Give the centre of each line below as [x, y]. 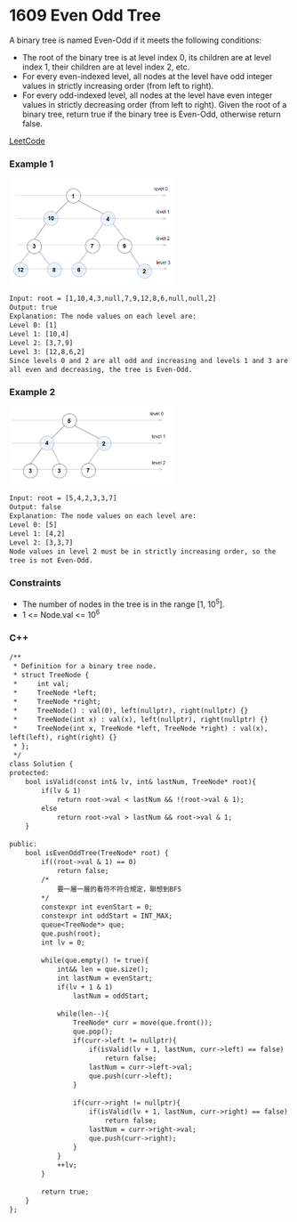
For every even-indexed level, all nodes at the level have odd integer [147, 76]
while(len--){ [83, 1014]
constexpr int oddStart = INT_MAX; [107, 916]
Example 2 [32, 392]
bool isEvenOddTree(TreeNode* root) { [97, 854]
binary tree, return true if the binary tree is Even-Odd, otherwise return [152, 114]
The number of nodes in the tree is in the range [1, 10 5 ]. [123, 603]
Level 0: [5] [33, 525]
